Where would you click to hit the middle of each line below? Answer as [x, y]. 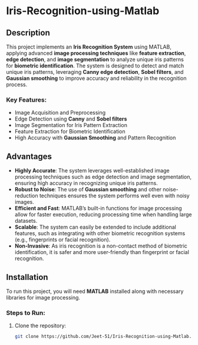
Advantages [29, 156]
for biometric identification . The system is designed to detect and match [95, 66]
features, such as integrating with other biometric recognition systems [100, 233]
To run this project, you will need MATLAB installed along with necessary [95, 291]
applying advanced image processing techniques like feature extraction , [96, 53]
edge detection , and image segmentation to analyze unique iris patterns [95, 59]
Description [28, 33]
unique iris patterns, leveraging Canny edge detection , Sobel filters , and [95, 72]
